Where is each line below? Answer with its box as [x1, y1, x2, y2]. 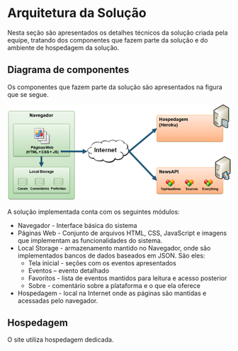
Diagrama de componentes [7, 64, 130, 76]
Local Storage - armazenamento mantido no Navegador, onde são [17, 243, 211, 252]
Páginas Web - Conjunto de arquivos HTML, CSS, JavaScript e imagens [17, 229, 227, 237]
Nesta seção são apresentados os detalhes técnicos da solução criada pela [7, 28, 228, 37]
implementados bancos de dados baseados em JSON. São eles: [17, 251, 205, 260]
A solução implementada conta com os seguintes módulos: [7, 207, 180, 216]
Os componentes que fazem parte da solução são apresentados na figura [7, 83, 223, 91]
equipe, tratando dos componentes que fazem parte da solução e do [7, 35, 208, 44]
